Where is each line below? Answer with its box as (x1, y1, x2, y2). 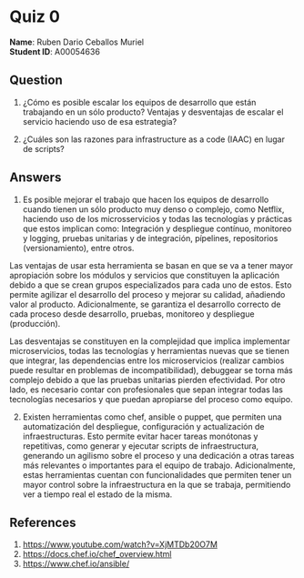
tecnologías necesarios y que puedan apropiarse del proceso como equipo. (9, 393, 293, 404)
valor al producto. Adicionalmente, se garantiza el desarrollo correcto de (9, 299, 281, 309)
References (9, 514, 76, 530)
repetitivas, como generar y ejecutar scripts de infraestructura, (22, 440, 259, 451)
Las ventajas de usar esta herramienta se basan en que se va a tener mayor (9, 259, 294, 270)
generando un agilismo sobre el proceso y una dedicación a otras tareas (22, 450, 295, 461)
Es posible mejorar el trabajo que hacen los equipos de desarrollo (22, 194, 269, 205)
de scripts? (22, 143, 66, 154)
